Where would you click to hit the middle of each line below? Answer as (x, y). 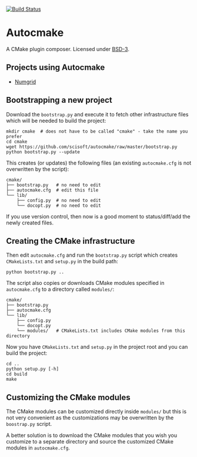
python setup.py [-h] (33, 369)
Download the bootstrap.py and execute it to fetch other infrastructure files (97, 114)
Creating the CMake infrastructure (71, 241)
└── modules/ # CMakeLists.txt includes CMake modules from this (101, 331)
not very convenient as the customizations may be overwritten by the (90, 418)
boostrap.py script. (29, 424)
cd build (17, 374)
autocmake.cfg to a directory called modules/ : (60, 289)
